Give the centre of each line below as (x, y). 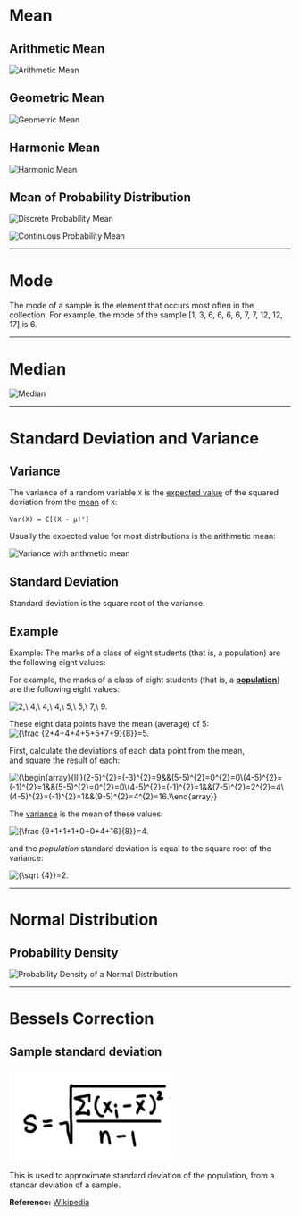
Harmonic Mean (55, 148)
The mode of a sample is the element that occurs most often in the (132, 306)
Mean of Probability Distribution (100, 198)
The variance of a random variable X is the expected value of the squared (144, 493)
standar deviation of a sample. (65, 1185)
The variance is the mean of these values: (86, 814)
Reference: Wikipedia (50, 1202)
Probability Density (64, 953)
